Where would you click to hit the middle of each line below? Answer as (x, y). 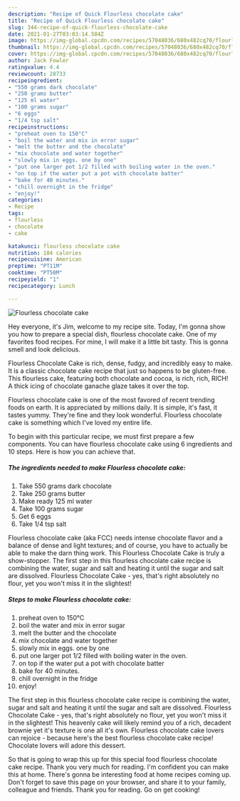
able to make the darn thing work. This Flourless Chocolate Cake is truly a (116, 553)
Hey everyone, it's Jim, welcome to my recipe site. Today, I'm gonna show (117, 327)
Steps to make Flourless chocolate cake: (69, 599)
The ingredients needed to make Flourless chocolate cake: (97, 468)
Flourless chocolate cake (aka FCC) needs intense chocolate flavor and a (115, 537)
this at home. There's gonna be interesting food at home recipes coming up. (120, 774)
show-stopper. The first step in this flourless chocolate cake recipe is (110, 560)
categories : (26, 200)
